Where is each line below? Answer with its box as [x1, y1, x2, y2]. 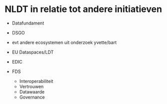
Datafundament [11, 20, 44, 26]
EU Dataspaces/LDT [11, 49, 54, 55]
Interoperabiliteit [19, 78, 53, 84]
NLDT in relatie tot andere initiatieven [4, 3, 162, 15]
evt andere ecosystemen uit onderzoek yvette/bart [11, 39, 117, 45]
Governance [19, 94, 45, 100]
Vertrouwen [19, 83, 44, 89]
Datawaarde [19, 88, 45, 94]
